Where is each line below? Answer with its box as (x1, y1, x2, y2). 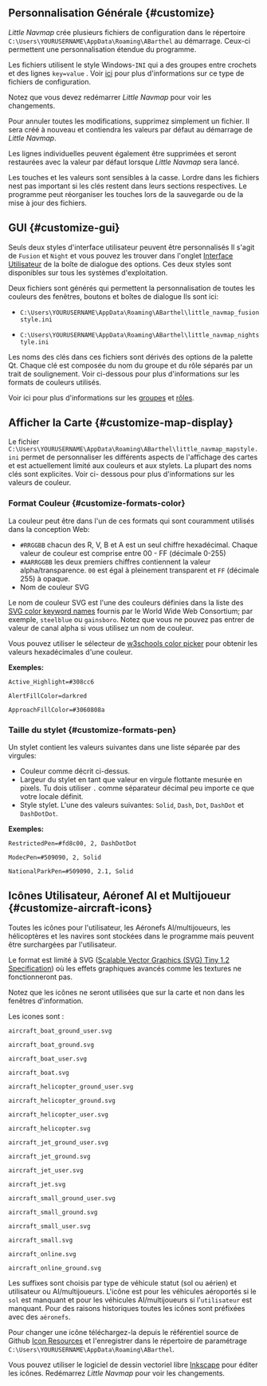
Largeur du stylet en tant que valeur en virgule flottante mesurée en (19, 775, 242, 785)
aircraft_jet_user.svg (8, 1166, 84, 1175)
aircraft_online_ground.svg (8, 1264, 102, 1272)
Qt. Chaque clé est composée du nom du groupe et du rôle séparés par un (8, 360, 253, 370)
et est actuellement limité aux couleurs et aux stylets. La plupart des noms (8, 461, 253, 471)
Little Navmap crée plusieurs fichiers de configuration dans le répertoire (8, 27, 245, 37)
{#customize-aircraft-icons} (8, 901, 153, 915)
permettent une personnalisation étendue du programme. (8, 44, 197, 54)
